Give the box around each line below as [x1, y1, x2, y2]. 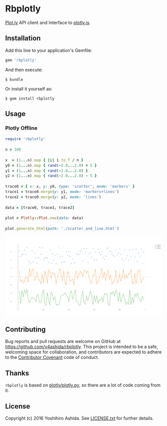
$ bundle [5, 77, 23, 82]
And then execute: [5, 66, 43, 72]
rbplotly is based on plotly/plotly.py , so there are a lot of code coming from [5, 382, 161, 388]
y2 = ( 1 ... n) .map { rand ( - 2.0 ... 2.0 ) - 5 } [5, 173, 97, 178]
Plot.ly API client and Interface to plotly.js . [5, 19, 91, 25]
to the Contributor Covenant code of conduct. [5, 354, 99, 360]
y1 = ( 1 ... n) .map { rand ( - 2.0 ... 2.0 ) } [5, 168, 88, 173]
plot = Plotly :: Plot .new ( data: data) [5, 215, 84, 220]
